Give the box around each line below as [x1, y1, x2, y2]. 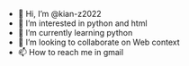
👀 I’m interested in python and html [17, 18, 148, 29]
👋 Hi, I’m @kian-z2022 [17, 9, 102, 19]
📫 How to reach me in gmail [17, 47, 124, 57]
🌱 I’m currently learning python [17, 28, 133, 37]
